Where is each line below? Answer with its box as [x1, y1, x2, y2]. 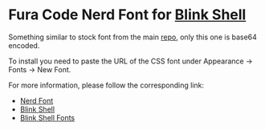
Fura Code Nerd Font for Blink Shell [8, 6, 247, 24]
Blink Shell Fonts [19, 112, 75, 122]
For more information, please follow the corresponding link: [8, 80, 205, 90]
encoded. [8, 40, 40, 50]
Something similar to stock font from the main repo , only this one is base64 [8, 32, 257, 42]
